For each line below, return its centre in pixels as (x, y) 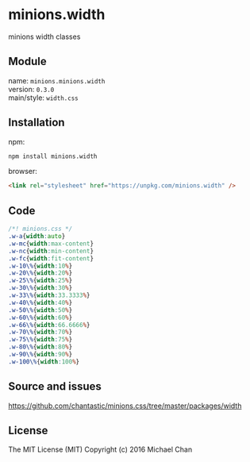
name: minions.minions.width (57, 80)
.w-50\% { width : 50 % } (40, 310)
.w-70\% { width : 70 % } (40, 332)
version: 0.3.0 (31, 89)
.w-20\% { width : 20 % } (40, 273)
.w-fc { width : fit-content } (51, 258)
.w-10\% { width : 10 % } (40, 266)
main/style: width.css (43, 98)
